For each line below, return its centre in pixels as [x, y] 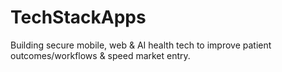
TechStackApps [78, 17]
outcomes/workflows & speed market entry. [100, 55]
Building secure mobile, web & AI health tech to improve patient [141, 45]
